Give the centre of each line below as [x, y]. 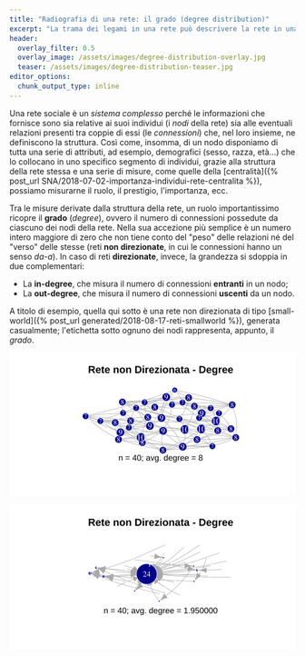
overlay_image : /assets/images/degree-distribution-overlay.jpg [142, 58]
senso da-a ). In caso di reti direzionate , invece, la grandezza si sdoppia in [148, 256]
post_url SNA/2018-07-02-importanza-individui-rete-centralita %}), [136, 181]
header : [24, 38]
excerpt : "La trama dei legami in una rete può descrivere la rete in [146, 29]
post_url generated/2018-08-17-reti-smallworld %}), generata [165, 320]
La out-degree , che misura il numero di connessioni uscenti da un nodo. [158, 293]
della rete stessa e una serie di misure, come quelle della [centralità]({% [144, 171]
